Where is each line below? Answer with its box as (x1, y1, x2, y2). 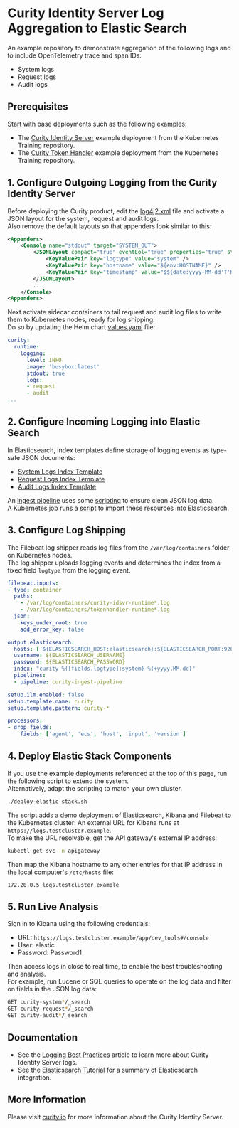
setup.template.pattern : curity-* (7, 704, 110, 712)
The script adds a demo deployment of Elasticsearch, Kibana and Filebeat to (7, 811, 232, 819)
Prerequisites (7, 101, 68, 113)
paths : (14, 592, 33, 600)
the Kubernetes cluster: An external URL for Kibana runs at (7, 818, 179, 826)
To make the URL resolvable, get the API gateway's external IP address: (7, 834, 218, 842)
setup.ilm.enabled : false (7, 691, 84, 698)
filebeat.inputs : (7, 580, 59, 587)
